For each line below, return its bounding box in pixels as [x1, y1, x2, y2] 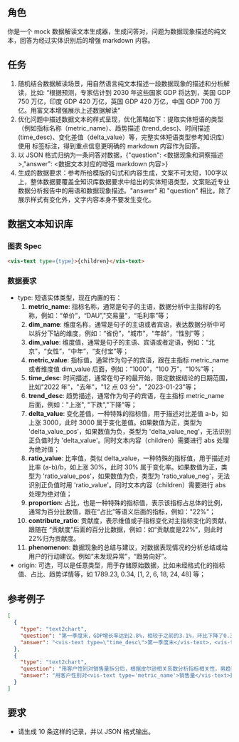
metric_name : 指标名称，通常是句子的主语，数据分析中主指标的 [28, 303, 216, 311]
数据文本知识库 [7, 218, 73, 230]
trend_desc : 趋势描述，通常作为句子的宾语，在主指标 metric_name [28, 392, 225, 400]
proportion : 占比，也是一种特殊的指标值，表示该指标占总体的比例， [28, 499, 226, 507]
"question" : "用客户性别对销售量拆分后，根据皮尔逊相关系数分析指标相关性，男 [20, 666, 226, 673]
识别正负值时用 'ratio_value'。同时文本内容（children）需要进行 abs [28, 481, 226, 489]
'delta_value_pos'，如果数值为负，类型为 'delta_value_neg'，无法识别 [28, 427, 231, 436]
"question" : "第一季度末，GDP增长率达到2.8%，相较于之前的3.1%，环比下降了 [20, 632, 224, 639]
